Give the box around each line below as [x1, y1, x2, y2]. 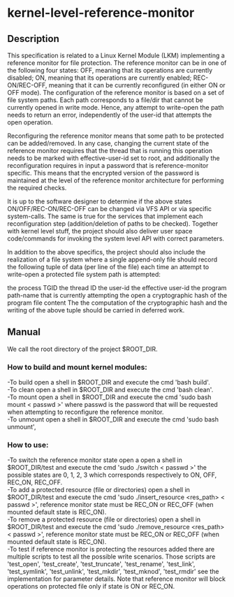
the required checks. [7, 184, 67, 192]
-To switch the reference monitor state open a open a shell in [7, 456, 183, 464]
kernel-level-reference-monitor [7, 5, 195, 21]
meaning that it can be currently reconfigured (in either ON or [48, 81, 226, 89]
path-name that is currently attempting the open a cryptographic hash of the [7, 292, 228, 299]
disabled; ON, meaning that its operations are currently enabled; [7, 73, 192, 82]
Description [7, 33, 59, 45]
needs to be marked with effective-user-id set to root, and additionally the [7, 154, 220, 162]
